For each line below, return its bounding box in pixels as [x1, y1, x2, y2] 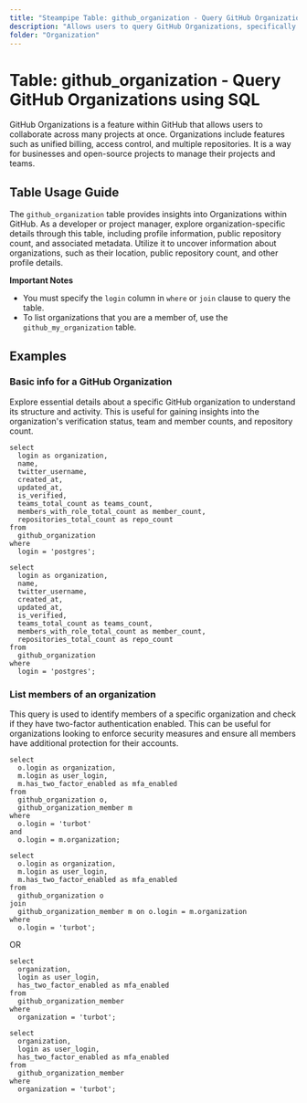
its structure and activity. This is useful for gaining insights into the [9, 405, 260, 416]
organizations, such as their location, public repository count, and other [9, 247, 279, 258]
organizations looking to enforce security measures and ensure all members [9, 728, 297, 740]
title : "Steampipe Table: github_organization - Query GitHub [9, 13, 251, 23]
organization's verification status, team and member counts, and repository [9, 415, 293, 426]
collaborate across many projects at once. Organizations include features [9, 129, 285, 140]
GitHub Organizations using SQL [9, 89, 260, 110]
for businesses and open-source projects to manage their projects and [9, 148, 276, 160]
